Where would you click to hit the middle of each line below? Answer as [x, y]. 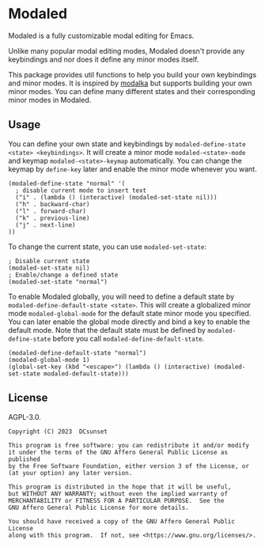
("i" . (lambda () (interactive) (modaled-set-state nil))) [116, 197]
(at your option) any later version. [70, 473]
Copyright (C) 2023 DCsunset [58, 432]
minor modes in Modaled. [50, 100]
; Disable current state [49, 261]
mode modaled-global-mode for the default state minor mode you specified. [130, 313]
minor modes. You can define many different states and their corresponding [132, 91]
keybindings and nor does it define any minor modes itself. [104, 59]
